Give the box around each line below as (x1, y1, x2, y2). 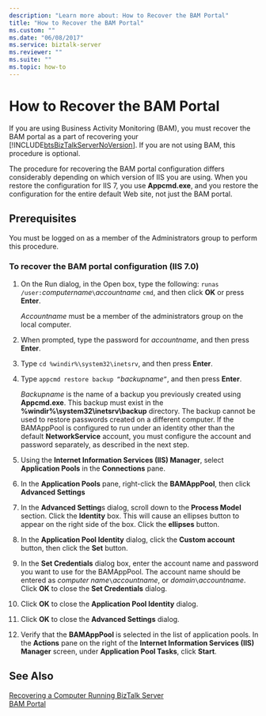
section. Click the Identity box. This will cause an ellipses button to (20, 511, 240, 521)
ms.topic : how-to (9, 63, 66, 71)
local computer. (20, 320, 72, 329)
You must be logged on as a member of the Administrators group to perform (9, 233, 258, 242)
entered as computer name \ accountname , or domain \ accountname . (20, 575, 246, 585)
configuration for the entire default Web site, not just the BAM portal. (9, 189, 233, 199)
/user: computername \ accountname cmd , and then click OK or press (20, 287, 245, 297)
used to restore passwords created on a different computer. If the (20, 415, 234, 424)
